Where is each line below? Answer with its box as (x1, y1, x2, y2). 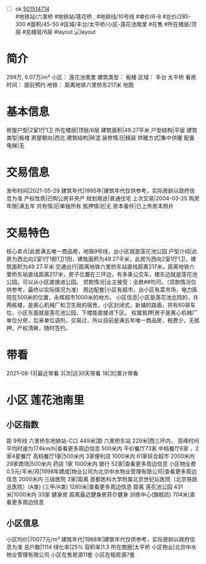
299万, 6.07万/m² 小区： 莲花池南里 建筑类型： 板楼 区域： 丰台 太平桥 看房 (6, 74, 197, 80)
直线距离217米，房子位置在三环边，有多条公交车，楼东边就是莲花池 (27, 270, 198, 278)
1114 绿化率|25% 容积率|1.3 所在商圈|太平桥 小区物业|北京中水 (42, 543, 197, 550)
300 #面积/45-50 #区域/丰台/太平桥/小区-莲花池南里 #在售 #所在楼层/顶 (15, 21, 197, 28)
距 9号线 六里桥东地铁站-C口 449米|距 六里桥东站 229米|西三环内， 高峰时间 (6, 437, 199, 444)
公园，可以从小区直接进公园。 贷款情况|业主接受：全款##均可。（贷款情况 (6, 278, 191, 285)
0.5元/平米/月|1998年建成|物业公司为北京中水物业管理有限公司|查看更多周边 (6, 468, 197, 475)
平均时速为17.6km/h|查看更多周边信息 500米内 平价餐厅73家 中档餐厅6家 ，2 (6, 444, 199, 452)
